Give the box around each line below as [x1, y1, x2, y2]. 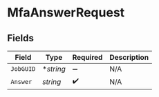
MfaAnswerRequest [7, 5, 125, 21]
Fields [7, 32, 35, 44]
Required [72, 53, 103, 62]
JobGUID [10, 65, 36, 73]
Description [109, 53, 149, 62]
